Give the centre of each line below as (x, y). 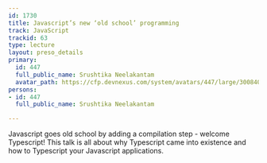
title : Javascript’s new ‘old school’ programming (94, 23)
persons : (23, 89)
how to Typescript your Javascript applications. (86, 151)
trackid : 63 (28, 38)
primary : (23, 60)
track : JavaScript (39, 30)
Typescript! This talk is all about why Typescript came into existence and (127, 142)
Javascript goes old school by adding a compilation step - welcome (119, 134)
